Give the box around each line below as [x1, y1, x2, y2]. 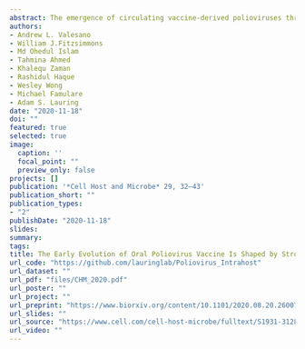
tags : [9, 242, 30, 251]
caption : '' [17, 148, 64, 157]
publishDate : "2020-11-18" [9, 215, 112, 225]
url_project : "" [9, 292, 71, 301]
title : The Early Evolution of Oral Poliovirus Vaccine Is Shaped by [9, 250, 279, 259]
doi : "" [9, 115, 39, 124]
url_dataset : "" [9, 267, 71, 276]
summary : [9, 233, 43, 242]
